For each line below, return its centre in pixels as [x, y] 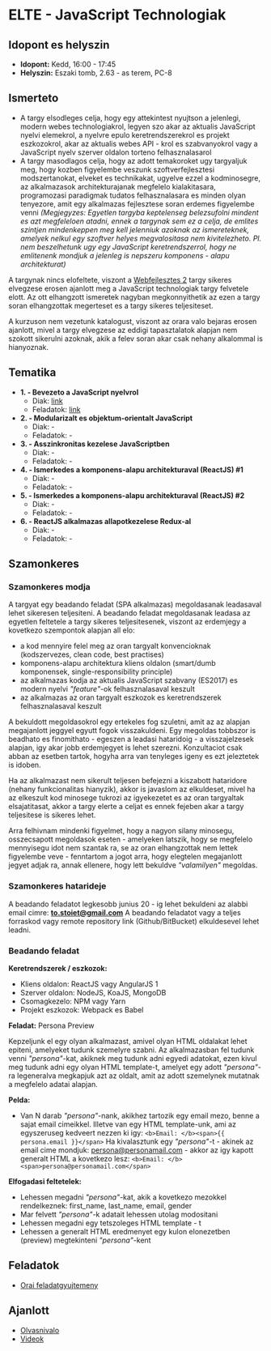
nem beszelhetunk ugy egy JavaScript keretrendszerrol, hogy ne [128, 247]
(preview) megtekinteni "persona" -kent [85, 1240]
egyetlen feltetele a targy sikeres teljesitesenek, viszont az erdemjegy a [127, 622]
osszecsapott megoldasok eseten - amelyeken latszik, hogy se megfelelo [131, 839]
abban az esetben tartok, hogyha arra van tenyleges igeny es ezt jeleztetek [134, 756]
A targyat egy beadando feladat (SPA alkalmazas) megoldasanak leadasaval [135, 604]
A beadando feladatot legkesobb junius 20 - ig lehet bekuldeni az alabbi [128, 904]
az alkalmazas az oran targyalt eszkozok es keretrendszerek [121, 697]
